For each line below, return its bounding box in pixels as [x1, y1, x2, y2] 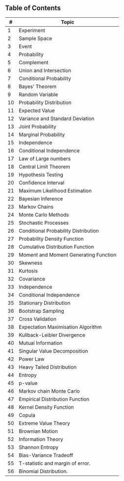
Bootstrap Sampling [19, 307, 65, 314]
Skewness [19, 259, 43, 266]
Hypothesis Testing [19, 171, 64, 178]
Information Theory [19, 436, 64, 443]
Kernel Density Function [19, 404, 74, 410]
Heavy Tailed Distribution [19, 364, 77, 370]
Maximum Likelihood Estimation [19, 187, 92, 194]
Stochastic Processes [19, 219, 69, 226]
